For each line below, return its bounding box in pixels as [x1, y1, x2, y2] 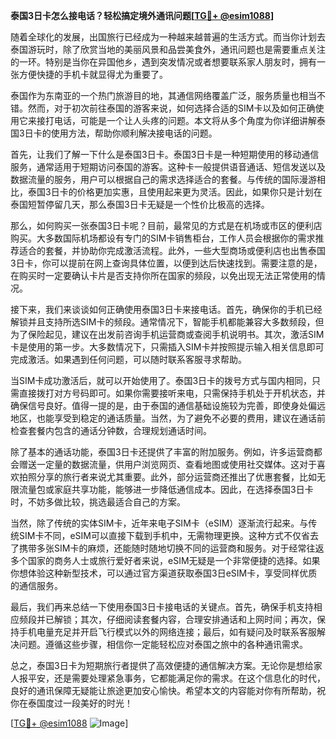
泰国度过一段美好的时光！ [27, 697, 133, 709]
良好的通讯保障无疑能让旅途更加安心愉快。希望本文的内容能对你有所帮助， [10, 685, 317, 696]
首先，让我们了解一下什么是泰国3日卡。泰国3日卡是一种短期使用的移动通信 [10, 149, 320, 160]
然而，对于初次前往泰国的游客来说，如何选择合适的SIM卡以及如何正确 [27, 102, 316, 114]
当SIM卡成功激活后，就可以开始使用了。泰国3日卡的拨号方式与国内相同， [10, 375, 313, 386]
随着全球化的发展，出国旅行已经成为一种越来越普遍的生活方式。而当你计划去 [10, 31, 326, 43]
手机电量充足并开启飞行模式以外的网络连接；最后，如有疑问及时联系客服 [18, 626, 317, 638]
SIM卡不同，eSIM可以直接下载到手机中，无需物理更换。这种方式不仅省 [18, 530, 310, 541]
